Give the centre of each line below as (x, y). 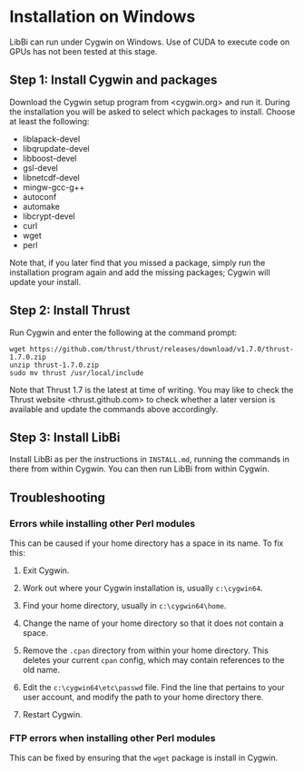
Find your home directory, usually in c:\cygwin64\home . (124, 606)
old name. (41, 670)
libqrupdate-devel (56, 148)
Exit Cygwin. (46, 570)
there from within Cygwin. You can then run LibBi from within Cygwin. (140, 469)
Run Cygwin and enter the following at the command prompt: (123, 332)
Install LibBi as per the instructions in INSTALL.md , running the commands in (150, 460)
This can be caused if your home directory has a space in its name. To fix (147, 543)
